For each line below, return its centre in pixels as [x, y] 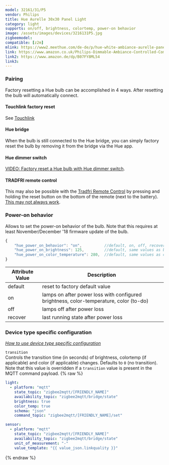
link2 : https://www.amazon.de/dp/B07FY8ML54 [53, 57]
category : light [22, 24]
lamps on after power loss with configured [92, 295]
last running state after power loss [82, 318]
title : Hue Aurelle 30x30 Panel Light [46, 19]
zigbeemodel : [19, 38]
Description [102, 275]
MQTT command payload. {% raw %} [44, 373]
